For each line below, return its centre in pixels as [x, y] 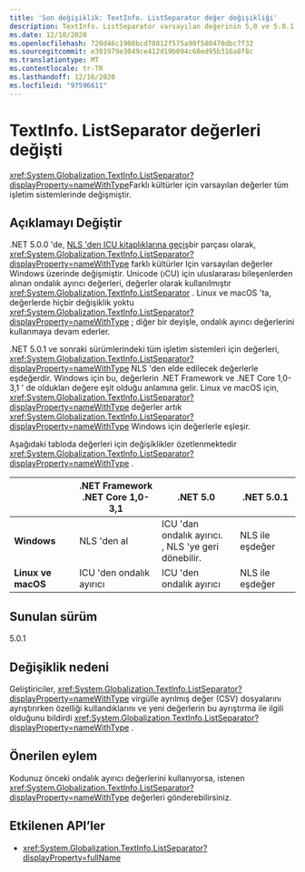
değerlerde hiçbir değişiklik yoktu [72, 303]
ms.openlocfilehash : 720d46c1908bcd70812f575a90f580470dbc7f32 [132, 43]
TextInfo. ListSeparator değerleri [135, 130]
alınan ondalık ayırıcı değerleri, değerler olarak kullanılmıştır [120, 284]
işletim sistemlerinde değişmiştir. [70, 194]
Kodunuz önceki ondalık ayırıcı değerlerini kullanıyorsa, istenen [127, 777]
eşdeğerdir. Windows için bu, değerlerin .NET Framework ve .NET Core [143, 378]
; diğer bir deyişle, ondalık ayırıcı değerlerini [213, 322]
